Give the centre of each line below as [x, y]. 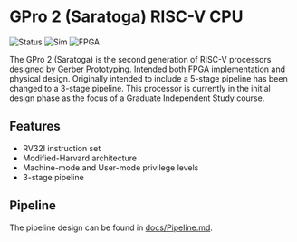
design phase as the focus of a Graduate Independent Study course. [137, 98]
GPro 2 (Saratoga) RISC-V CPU [126, 17]
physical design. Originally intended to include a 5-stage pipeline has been [148, 78]
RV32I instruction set [62, 148]
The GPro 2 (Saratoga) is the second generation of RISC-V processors [140, 59]
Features [35, 126]
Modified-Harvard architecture [80, 158]
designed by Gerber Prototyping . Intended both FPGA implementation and [148, 69]
